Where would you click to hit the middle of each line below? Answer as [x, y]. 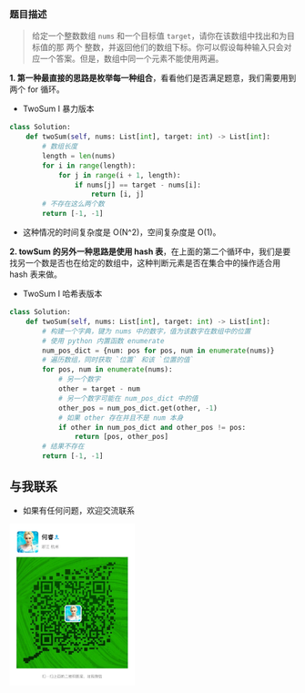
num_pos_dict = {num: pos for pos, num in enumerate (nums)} [158, 351]
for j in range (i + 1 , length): [119, 175]
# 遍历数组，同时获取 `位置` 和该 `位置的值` [118, 360]
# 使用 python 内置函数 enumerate [103, 341]
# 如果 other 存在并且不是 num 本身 [121, 418]
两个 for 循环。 [37, 89]
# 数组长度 [60, 147]
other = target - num [99, 389]
